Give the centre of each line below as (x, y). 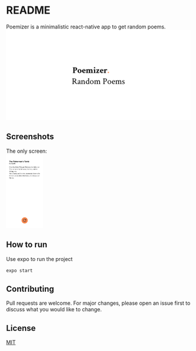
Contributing (30, 289)
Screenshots (30, 137)
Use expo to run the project (39, 259)
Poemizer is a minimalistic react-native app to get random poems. (86, 27)
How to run (27, 245)
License (21, 328)
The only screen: (27, 151)
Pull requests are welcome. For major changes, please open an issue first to (98, 303)
